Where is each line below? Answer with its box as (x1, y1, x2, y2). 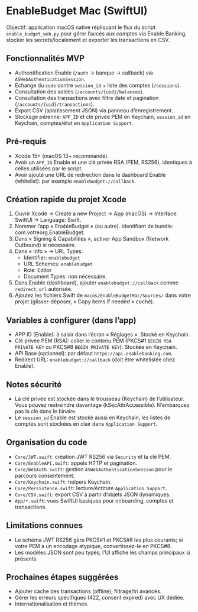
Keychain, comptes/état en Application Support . (14, 119, 134, 127)
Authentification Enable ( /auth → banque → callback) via (14, 69, 154, 76)
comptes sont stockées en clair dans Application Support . (14, 420, 158, 427)
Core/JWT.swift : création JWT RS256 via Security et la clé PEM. (14, 453, 171, 460)
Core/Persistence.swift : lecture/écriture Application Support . (14, 484, 167, 491)
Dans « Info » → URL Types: (14, 248, 83, 255)
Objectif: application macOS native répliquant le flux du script (6, 24, 155, 31)
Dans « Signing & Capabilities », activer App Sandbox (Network (14, 235, 169, 242)
